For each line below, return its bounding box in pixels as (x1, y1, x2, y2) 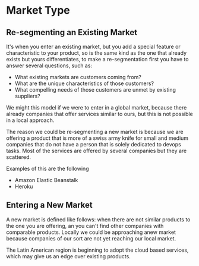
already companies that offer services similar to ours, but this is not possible (6, 111, 193, 117)
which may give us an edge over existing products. (6, 252, 131, 259)
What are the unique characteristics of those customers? (14, 80, 154, 87)
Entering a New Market (6, 200, 93, 210)
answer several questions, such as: (6, 62, 93, 69)
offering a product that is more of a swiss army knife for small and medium (6, 134, 189, 142)
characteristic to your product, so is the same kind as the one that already (6, 49, 187, 57)
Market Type (6, 4, 70, 17)
